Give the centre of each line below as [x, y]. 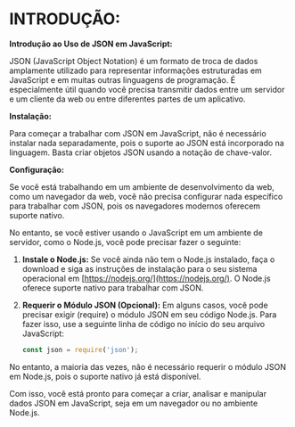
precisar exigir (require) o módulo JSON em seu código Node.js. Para [149, 314]
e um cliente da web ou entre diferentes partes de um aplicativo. [127, 99]
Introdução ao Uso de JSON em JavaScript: [91, 44]
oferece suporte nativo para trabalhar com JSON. [113, 287]
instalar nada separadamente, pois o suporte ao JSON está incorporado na [147, 143]
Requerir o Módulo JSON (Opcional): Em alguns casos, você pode [145, 305]
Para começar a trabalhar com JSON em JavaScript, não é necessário [138, 133]
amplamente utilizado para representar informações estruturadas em [136, 70]
